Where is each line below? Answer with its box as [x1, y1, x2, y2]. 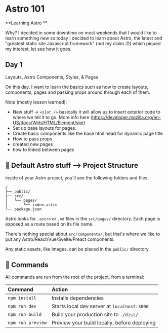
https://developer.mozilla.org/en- [92, 114, 161, 120]
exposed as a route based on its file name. [5, 221, 94, 227]
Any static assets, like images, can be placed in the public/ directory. [5, 246, 150, 252]
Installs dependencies [51, 294, 104, 302]
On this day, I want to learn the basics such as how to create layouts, [5, 84, 148, 90]
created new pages [12, 141, 53, 147]
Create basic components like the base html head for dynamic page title [12, 130, 163, 136]
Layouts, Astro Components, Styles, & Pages [5, 74, 99, 80]
